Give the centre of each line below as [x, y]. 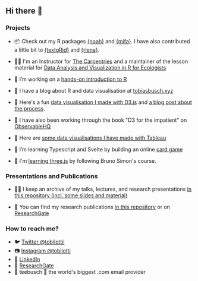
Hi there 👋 [24, 11]
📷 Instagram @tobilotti [42, 251]
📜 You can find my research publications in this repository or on [92, 207]
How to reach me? [32, 228]
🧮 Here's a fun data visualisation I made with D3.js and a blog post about [103, 102]
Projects [18, 28]
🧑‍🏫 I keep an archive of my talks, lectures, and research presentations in [103, 189]
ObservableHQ [32, 126]
